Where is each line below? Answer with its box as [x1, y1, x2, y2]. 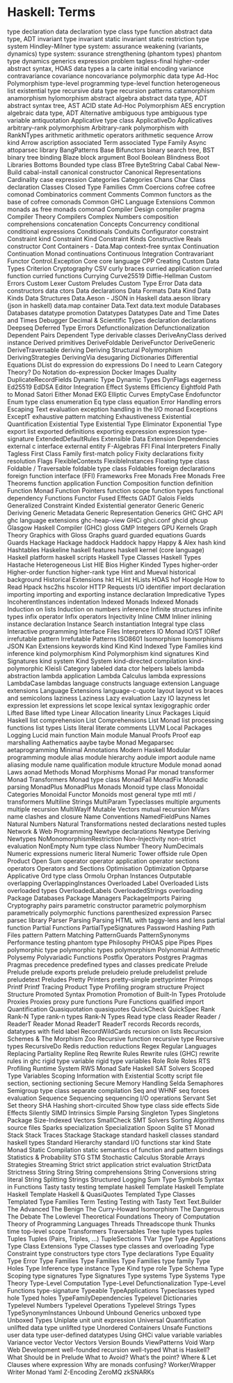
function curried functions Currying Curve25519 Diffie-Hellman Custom [7, 271, 212, 280]
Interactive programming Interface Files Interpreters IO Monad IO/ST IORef [7, 627, 221, 635]
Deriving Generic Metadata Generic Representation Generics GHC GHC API [7, 508, 224, 517]
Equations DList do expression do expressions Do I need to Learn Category [7, 360, 223, 369]
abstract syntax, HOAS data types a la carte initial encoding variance [7, 64, 204, 72]
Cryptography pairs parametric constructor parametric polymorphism [7, 901, 207, 910]
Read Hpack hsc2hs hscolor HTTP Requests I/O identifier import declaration [7, 583, 226, 591]
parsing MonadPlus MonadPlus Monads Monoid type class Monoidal [7, 782, 204, 791]
